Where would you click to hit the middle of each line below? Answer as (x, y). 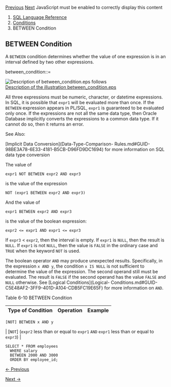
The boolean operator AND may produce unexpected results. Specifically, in (84, 260)
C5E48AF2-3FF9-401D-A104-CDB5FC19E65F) (54, 287)
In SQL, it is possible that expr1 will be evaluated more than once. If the (80, 102)
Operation (70, 310)
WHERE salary (24, 351)
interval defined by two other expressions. (50, 62)
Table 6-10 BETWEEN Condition (39, 298)
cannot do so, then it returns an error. (45, 124)
